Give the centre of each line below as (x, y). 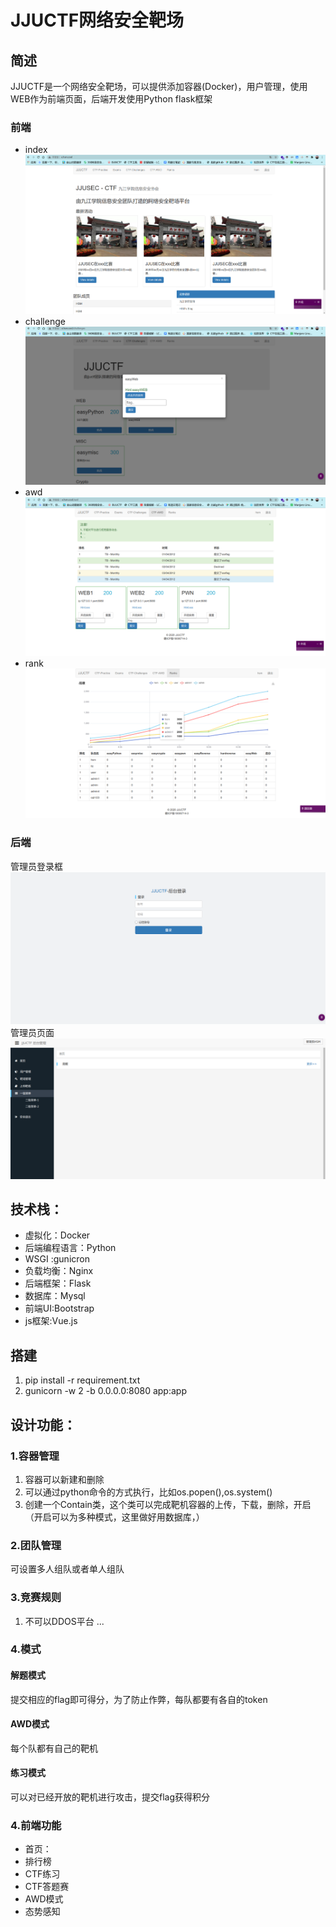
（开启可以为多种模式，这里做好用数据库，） (114, 1517)
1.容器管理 (35, 1456)
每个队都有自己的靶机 (54, 1748)
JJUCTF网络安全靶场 (97, 20)
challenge (45, 321)
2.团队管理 (36, 1545)
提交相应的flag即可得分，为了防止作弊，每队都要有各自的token (139, 1699)
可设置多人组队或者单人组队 (67, 1569)
